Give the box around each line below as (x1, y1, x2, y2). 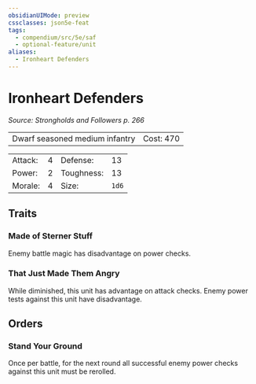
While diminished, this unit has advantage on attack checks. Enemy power (8, 286, 249, 295)
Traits (8, 207, 38, 220)
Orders (8, 317, 43, 330)
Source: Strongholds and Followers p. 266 (8, 115, 145, 124)
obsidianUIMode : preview (8, 11, 90, 20)
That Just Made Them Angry (8, 268, 120, 279)
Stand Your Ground (8, 341, 82, 352)
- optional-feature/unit (15, 41, 97, 49)
